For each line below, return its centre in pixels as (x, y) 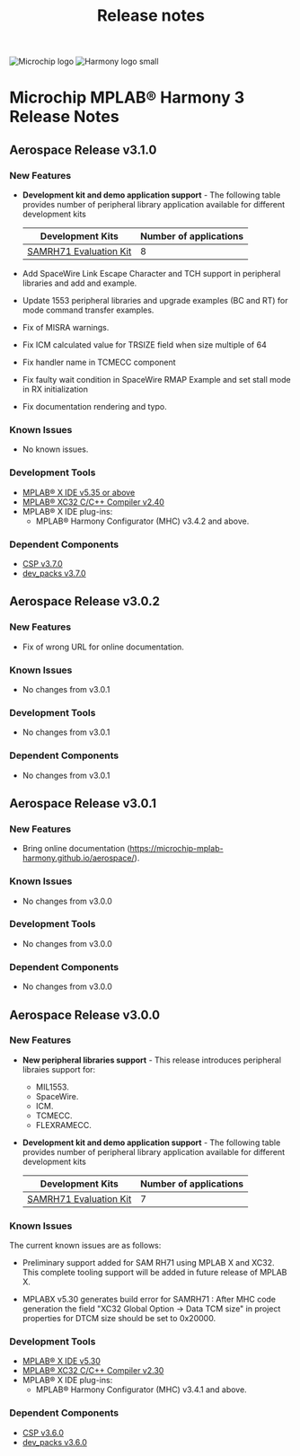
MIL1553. (52, 1087)
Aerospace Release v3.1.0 (83, 150)
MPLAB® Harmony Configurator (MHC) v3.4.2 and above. (142, 521)
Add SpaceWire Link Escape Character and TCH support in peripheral (151, 274)
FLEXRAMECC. (63, 1125)
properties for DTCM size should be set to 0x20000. (119, 1319)
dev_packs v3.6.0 (55, 1442)
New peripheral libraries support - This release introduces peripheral (151, 1060)
